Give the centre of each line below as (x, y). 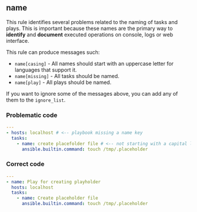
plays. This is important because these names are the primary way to (89, 28)
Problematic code (32, 115)
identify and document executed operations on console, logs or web (90, 34)
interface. (18, 41)
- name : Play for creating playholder (53, 182)
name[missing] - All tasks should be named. (67, 76)
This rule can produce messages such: (53, 52)
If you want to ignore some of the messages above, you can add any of (92, 93)
